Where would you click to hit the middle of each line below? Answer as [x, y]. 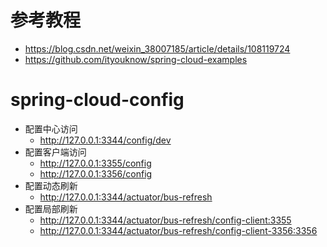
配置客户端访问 [55, 152]
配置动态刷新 [51, 185]
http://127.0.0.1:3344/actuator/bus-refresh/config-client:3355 [165, 220]
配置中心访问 [51, 128]
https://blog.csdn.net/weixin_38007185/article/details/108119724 [157, 48]
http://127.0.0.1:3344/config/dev [105, 140]
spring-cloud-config [97, 100]
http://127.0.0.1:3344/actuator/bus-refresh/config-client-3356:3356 [178, 230]
